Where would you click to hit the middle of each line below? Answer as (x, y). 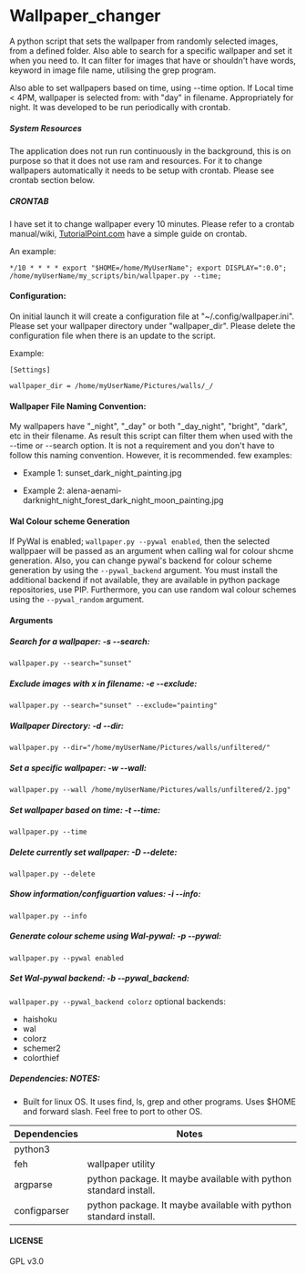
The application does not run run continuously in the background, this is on (150, 150)
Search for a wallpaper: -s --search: (80, 641)
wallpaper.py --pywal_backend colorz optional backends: (117, 1001)
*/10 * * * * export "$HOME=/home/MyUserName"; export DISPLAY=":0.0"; (148, 268)
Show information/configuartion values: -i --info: (105, 894)
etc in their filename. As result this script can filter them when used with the (151, 436)
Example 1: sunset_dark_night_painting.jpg (102, 473)
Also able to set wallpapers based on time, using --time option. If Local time (152, 87)
